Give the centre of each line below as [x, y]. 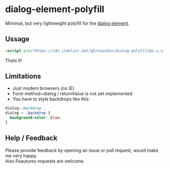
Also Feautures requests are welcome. [45, 161]
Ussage [17, 39]
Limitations [23, 76]
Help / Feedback [31, 138]
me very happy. [21, 155]
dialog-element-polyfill [55, 9]
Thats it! [14, 60]
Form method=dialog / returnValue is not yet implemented [72, 94]
